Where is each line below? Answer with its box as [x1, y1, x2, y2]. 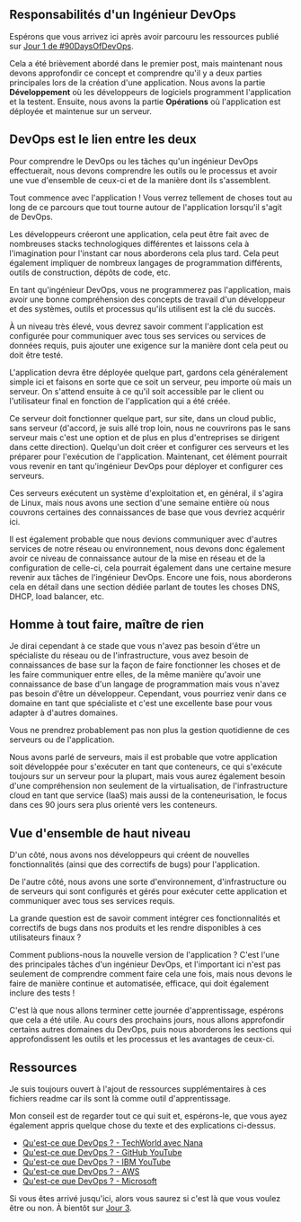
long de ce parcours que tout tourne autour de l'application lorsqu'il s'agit [9, 201, 283, 212]
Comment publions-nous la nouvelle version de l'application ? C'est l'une [9, 950, 280, 961]
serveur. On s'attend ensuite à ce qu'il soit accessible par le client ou [9, 385, 265, 396]
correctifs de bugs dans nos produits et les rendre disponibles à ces [9, 923, 262, 934]
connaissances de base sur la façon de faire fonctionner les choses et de [9, 660, 281, 670]
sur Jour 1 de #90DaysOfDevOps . [9, 40, 134, 51]
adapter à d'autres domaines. [9, 707, 119, 718]
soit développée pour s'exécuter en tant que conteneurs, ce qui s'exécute [9, 761, 283, 772]
